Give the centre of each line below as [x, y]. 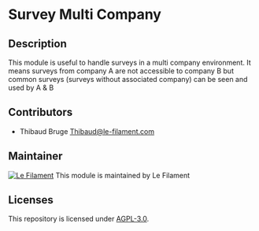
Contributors [41, 112]
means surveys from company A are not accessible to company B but [121, 71]
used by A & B [31, 88]
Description [37, 44]
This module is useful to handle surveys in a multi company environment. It [129, 62]
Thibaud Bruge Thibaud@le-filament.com [87, 131]
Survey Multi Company [85, 15]
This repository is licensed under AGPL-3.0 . [79, 219]
